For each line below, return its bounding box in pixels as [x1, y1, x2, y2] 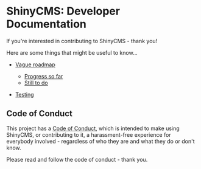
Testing [15, 91, 35, 98]
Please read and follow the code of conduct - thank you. [6, 156, 148, 163]
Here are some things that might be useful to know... [6, 49, 138, 56]
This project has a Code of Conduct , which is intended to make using [6, 125, 180, 132]
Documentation [6, 17, 87, 31]
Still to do [24, 79, 49, 86]
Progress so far [24, 72, 63, 80]
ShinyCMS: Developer [6, 4, 121, 18]
